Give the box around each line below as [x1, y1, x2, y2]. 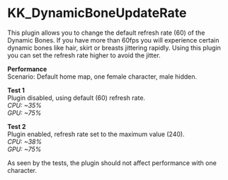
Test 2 [7, 122, 26, 130]
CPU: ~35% [7, 101, 42, 109]
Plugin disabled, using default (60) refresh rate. [7, 94, 146, 102]
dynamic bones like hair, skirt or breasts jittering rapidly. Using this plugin [7, 43, 222, 52]
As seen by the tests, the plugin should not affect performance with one [7, 158, 217, 167]
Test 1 [7, 86, 25, 94]
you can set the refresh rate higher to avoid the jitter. [7, 51, 161, 60]
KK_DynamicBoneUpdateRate [7, 5, 187, 21]
